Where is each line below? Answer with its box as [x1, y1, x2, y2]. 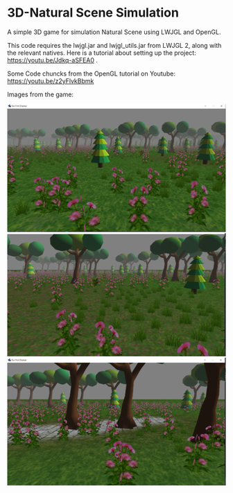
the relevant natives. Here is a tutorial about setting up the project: [7, 49, 196, 57]
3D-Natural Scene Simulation [7, 5, 179, 21]
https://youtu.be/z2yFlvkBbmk [7, 76, 94, 85]
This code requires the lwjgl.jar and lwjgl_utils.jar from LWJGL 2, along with [7, 41, 222, 49]
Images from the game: [7, 90, 74, 98]
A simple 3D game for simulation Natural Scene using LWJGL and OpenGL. [7, 28, 221, 36]
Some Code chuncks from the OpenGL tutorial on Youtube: [7, 69, 175, 78]
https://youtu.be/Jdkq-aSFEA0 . [7, 55, 98, 64]
